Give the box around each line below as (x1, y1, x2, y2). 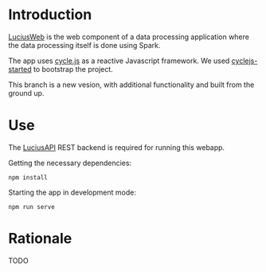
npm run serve (8, 203, 56, 211)
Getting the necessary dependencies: (8, 158, 132, 168)
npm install (8, 173, 48, 181)
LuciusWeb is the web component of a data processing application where (8, 32, 249, 41)
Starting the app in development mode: (8, 187, 137, 197)
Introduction (8, 6, 92, 24)
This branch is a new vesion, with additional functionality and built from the (8, 80, 255, 89)
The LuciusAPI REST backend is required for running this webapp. (8, 142, 225, 152)
